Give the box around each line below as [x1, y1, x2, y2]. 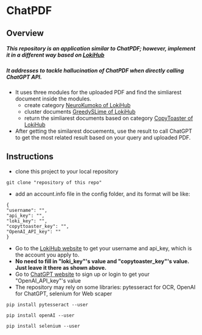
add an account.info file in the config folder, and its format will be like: [15, 190, 190, 197]
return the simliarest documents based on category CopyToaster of [24, 114, 193, 122]
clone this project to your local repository [15, 167, 119, 175]
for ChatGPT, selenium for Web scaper [15, 290, 113, 297]
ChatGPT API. [6, 73, 43, 80]
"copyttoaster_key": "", [6, 223, 69, 229]
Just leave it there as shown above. [15, 264, 107, 271]
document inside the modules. [15, 95, 91, 102]
